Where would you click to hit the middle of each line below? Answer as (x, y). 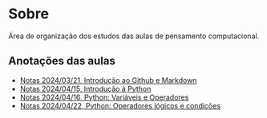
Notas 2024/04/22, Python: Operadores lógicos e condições (120, 105)
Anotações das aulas (62, 61)
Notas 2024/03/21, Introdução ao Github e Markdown (108, 80)
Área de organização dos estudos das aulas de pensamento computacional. (134, 36)
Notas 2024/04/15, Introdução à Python (85, 88)
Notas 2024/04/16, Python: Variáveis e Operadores (104, 97)
